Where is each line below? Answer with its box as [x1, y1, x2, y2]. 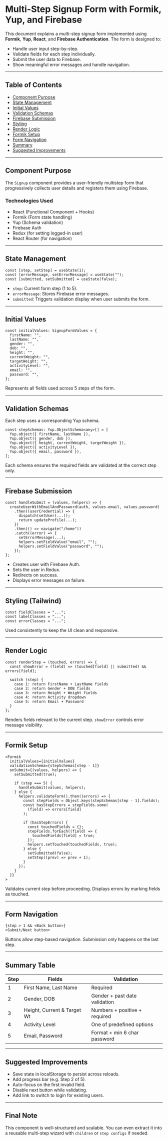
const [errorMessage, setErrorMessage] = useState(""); [5, 272, 124, 277]
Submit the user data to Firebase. [12, 56, 81, 62]
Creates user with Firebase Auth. [12, 561, 80, 567]
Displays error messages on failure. [12, 577, 86, 583]
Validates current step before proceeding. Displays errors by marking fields [5, 885, 160, 891]
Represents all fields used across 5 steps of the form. [5, 385, 115, 391]
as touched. [5, 891, 30, 897]
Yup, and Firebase [5, 14, 82, 25]
